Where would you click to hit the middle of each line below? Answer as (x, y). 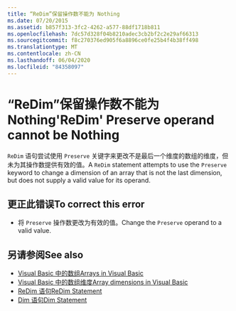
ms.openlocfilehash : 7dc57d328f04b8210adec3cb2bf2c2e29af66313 (103, 34)
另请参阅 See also (45, 254)
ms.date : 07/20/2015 (38, 21)
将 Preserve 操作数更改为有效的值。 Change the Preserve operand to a (120, 223)
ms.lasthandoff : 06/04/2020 (49, 60)
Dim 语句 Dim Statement (52, 300)
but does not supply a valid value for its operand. (79, 180)
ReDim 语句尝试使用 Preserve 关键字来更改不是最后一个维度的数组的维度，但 (118, 155)
